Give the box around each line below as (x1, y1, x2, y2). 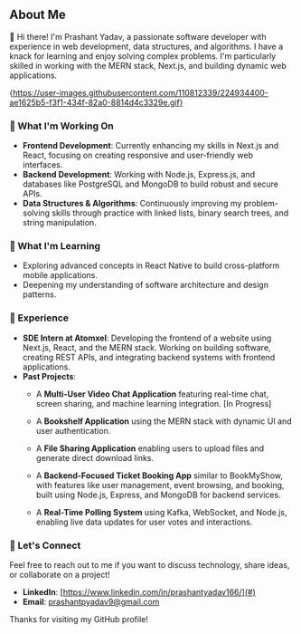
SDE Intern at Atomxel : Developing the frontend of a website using (22, 332, 272, 343)
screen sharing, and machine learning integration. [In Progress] (35, 398, 272, 408)
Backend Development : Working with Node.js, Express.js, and (22, 169, 256, 180)
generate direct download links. (35, 452, 155, 463)
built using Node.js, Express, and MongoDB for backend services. (35, 489, 282, 500)
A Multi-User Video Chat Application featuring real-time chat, (35, 389, 269, 399)
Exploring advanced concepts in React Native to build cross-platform (22, 260, 280, 271)
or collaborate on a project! (9, 570, 110, 580)
